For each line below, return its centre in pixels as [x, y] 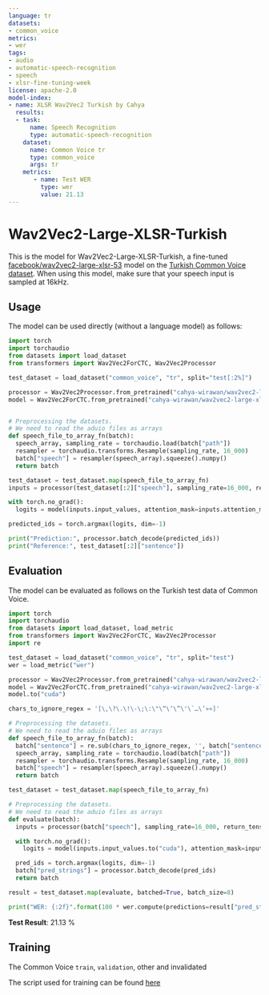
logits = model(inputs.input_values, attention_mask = [107, 510]
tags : [17, 53]
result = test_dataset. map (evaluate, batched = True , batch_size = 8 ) [121, 892]
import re [25, 643]
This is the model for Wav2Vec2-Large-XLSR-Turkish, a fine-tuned [118, 256]
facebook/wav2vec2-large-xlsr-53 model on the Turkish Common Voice [127, 264]
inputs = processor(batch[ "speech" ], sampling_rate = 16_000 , [118, 827]
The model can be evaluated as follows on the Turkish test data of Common [133, 590]
